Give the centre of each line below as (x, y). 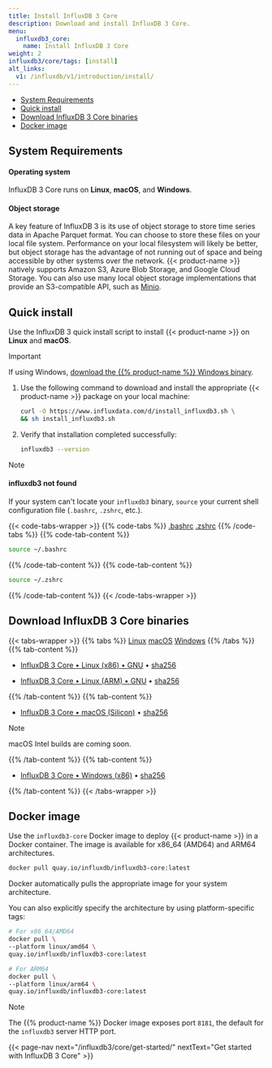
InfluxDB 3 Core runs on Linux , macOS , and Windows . (100, 190)
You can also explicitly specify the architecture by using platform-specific (132, 908)
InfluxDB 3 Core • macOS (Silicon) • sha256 (94, 712)
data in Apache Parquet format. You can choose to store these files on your (134, 235)
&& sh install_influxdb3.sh (67, 419)
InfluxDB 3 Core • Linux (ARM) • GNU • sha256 (100, 680)
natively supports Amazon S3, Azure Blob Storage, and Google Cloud (124, 270)
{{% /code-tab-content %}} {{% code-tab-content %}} (100, 565)
